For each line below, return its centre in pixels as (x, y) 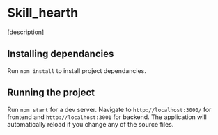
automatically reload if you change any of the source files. (91, 124)
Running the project (51, 93)
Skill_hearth (43, 13)
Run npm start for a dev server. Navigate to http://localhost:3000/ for (109, 109)
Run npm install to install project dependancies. (77, 70)
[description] (26, 32)
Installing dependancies (61, 54)
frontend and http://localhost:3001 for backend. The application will (107, 117)
